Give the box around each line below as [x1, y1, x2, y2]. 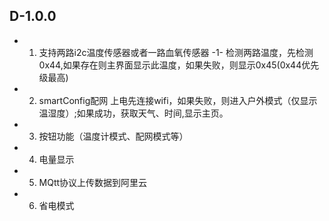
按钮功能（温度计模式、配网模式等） [38, 130, 189, 142]
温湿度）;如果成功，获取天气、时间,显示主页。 [38, 107, 229, 119]
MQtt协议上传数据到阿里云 [38, 176, 148, 188]
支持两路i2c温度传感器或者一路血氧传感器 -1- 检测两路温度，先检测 [38, 46, 314, 58]
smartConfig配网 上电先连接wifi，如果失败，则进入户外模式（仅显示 [38, 94, 318, 106]
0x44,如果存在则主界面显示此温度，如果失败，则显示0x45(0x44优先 [38, 59, 320, 71]
